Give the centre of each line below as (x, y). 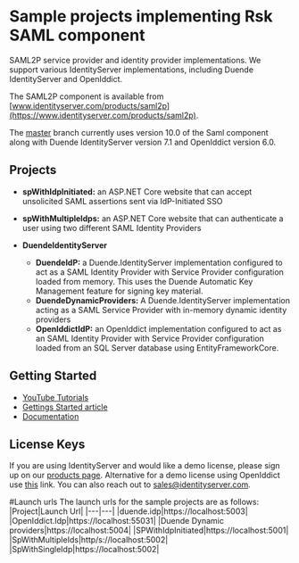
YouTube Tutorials (55, 397)
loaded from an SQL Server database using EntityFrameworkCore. (157, 348)
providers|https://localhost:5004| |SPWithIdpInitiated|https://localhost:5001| (149, 530)
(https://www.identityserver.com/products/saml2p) (103, 115)
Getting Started (53, 376)
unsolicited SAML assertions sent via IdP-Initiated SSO (122, 201)
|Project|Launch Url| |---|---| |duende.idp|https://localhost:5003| (129, 511)
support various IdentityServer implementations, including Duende (132, 70)
